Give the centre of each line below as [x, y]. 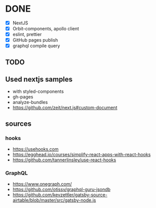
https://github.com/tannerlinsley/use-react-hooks [64, 160]
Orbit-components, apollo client [46, 29]
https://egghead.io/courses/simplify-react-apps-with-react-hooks [82, 155]
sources [18, 124]
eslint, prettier [27, 34]
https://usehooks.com [35, 149]
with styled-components [38, 91]
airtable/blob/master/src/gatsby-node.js [54, 200]
